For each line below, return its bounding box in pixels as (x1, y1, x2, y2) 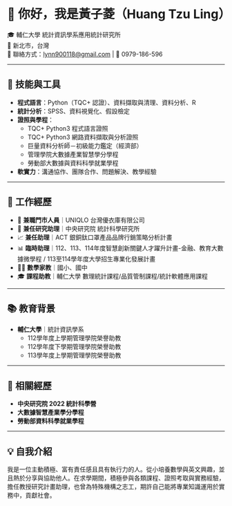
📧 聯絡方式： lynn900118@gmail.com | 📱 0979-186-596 (7, 50, 164, 58)
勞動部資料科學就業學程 (17, 417, 84, 425)
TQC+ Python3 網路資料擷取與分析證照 (27, 133, 139, 141)
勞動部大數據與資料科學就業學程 (27, 158, 119, 167)
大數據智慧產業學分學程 (17, 409, 84, 417)
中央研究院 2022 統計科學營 (17, 400, 97, 408)
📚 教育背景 (7, 302, 56, 315)
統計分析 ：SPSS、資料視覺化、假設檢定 (17, 106, 130, 115)
